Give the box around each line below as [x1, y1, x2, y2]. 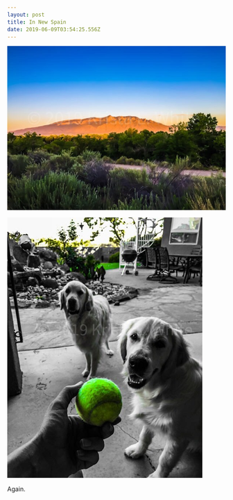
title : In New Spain [7, 18, 67, 26]
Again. [7, 485, 26, 493]
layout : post [7, 11, 45, 18]
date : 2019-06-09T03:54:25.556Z [7, 26, 101, 33]
